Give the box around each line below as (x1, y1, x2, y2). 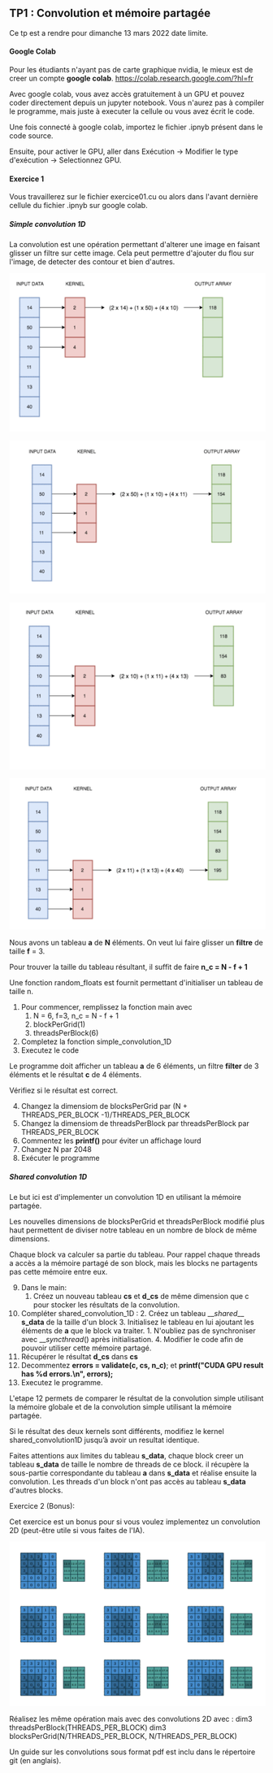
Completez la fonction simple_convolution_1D (20, 1036, 172, 1047)
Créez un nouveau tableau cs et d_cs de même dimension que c (32, 1292, 249, 1302)
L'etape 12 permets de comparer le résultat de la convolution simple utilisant (9, 1393, 264, 1403)
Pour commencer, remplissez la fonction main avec (20, 1002, 193, 1012)
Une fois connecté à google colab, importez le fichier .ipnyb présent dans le (9, 122, 263, 133)
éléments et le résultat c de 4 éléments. (9, 1070, 141, 1080)
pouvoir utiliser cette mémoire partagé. (20, 1343, 152, 1353)
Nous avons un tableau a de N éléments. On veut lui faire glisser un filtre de (9, 938, 263, 948)
